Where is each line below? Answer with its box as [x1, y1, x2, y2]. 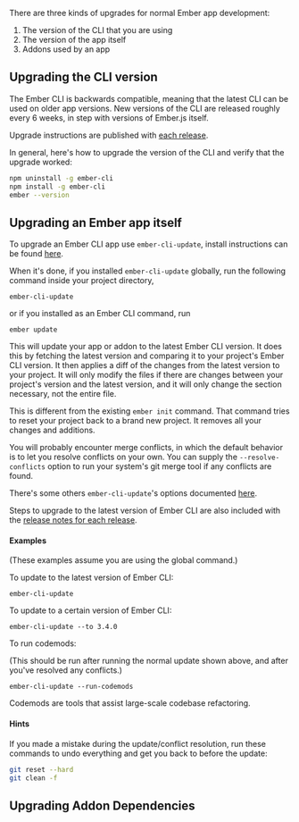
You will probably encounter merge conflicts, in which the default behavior [9, 442, 284, 453]
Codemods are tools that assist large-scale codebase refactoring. [9, 698, 252, 709]
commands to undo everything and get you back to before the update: [9, 748, 268, 759]
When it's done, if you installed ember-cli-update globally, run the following [9, 265, 287, 276]
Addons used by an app [21, 44, 111, 55]
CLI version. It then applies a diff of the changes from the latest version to [9, 360, 280, 371]
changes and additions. [9, 424, 96, 436]
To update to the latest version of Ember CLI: [9, 572, 174, 583]
